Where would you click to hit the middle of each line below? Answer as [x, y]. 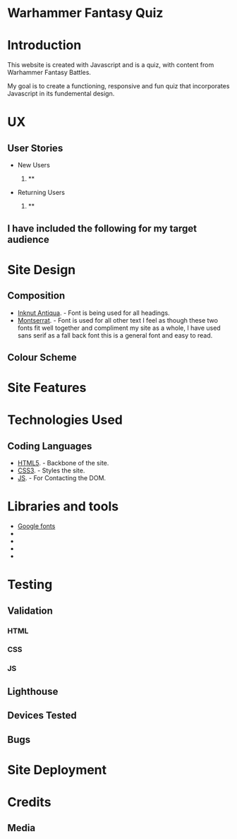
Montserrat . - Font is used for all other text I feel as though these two [118, 320]
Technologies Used [65, 420]
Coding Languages [50, 446]
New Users [34, 165]
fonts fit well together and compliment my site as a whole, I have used [119, 328]
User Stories [35, 148]
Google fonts [36, 526]
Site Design [42, 269]
